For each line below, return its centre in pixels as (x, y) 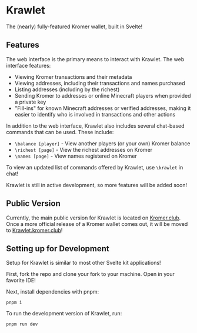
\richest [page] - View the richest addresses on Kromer (84, 149)
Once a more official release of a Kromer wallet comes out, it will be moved (97, 224)
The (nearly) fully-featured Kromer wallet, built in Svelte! (74, 26)
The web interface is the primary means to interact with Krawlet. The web (95, 59)
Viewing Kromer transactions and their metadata (73, 76)
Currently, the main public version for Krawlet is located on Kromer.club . (94, 218)
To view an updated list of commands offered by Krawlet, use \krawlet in (95, 167)
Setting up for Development (58, 249)
